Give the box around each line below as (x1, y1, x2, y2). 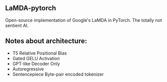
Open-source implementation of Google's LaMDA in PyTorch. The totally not (5, 17, 162, 23)
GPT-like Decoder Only (12, 61, 60, 67)
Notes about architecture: (5, 37, 87, 45)
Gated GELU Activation (12, 55, 60, 61)
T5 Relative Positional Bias (12, 50, 67, 56)
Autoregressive (12, 66, 44, 72)
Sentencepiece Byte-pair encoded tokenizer (12, 71, 104, 77)
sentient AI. (5, 22, 29, 28)
